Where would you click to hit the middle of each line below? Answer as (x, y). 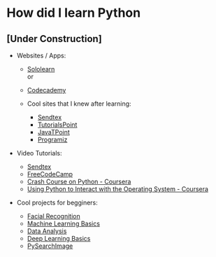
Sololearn (41, 69)
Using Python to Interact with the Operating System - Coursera (118, 189)
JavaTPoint (54, 132)
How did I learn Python (74, 13)
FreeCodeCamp (50, 174)
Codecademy (46, 90)
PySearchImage (50, 246)
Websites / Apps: (41, 55)
